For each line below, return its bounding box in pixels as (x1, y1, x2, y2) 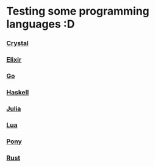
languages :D (6, 17, 75, 31)
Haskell (6, 88, 29, 96)
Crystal (6, 39, 29, 48)
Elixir (6, 55, 22, 64)
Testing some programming (6, 4, 150, 18)
